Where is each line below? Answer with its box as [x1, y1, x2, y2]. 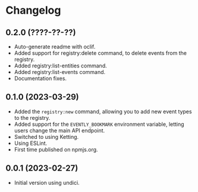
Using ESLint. [14, 140, 48, 147]
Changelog [5, 4, 61, 17]
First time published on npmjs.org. [14, 145, 99, 153]
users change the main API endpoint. [14, 126, 105, 134]
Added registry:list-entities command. [14, 62, 108, 69]
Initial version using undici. [14, 179, 80, 186]
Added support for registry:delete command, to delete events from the [14, 49, 187, 57]
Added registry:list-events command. [14, 69, 106, 75]
